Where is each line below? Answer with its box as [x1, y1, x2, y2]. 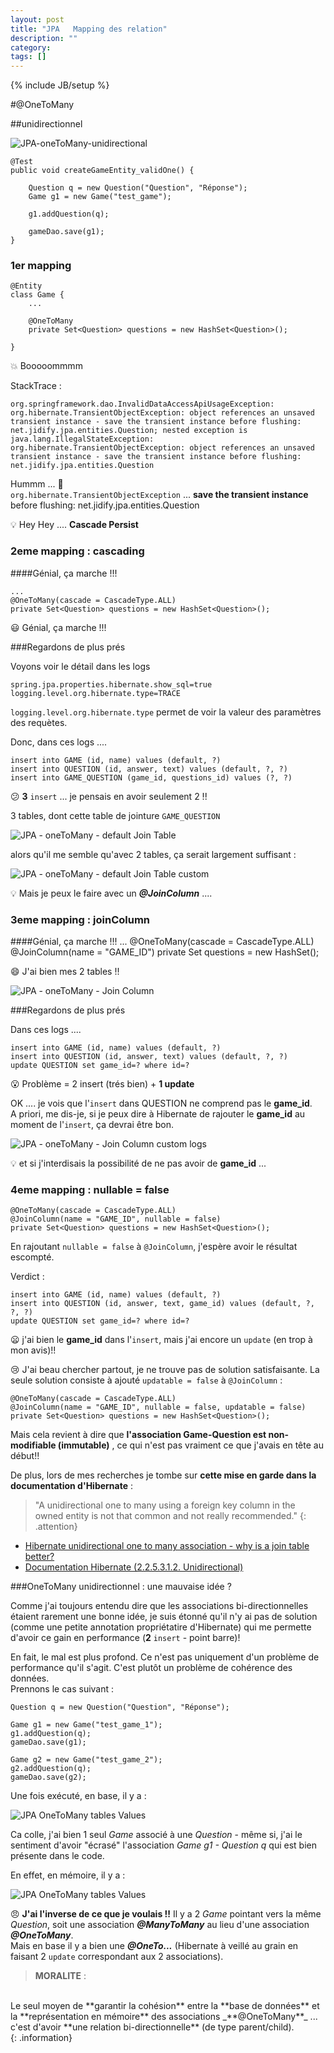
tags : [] [10, 52, 47, 62]
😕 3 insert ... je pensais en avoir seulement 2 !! [10, 790, 208, 802]
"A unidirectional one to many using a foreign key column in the [34, 1499, 296, 1511]
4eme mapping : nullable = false [10, 1182, 170, 1196]
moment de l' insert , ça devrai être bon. [10, 1119, 174, 1131]
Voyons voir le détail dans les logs [10, 660, 151, 672]
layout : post [10, 14, 65, 25]
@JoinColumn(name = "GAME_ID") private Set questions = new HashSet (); [10, 946, 320, 958]
